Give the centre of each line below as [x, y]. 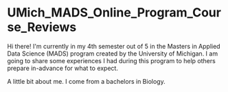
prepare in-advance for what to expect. [63, 68]
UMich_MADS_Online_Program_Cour [114, 13]
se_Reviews [42, 27]
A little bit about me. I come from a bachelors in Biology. [87, 81]
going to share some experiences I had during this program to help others [112, 60]
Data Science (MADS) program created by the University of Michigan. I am [113, 54]
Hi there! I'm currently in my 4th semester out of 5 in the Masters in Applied [114, 46]
